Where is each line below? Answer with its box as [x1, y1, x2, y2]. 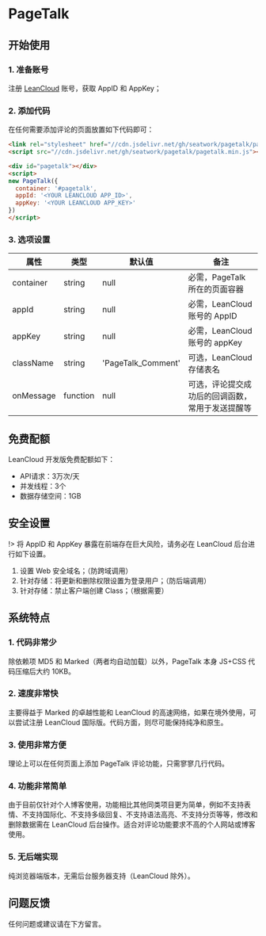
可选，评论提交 [188, 379, 244, 390]
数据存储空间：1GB [19, 491, 82, 501]
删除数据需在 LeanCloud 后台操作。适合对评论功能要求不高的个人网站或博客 [8, 819, 256, 829]
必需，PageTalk [188, 272, 246, 283]
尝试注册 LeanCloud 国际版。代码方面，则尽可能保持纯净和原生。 [14, 717, 228, 727]
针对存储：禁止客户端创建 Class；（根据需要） [19, 586, 169, 595]
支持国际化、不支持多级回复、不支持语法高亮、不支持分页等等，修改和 [28, 810, 258, 819]
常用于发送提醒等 [188, 403, 252, 414]
